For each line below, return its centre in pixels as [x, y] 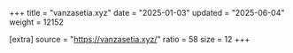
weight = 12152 [37, 22]
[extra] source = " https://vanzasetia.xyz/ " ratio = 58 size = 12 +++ [130, 39]
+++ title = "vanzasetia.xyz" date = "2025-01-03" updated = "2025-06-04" [147, 13]
